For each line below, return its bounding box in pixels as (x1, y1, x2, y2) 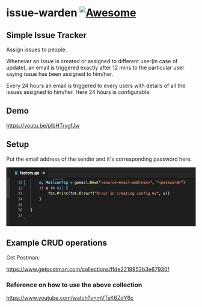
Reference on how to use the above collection (6, 281, 142, 289)
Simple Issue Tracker (6, 30, 87, 40)
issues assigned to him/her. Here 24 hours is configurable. (6, 88, 151, 96)
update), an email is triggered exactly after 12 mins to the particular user (6, 64, 185, 71)
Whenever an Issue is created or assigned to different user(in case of (6, 58, 178, 64)
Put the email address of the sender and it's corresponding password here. (6, 155, 192, 163)
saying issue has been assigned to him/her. (6, 70, 114, 78)
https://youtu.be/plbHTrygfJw (6, 122, 80, 129)
